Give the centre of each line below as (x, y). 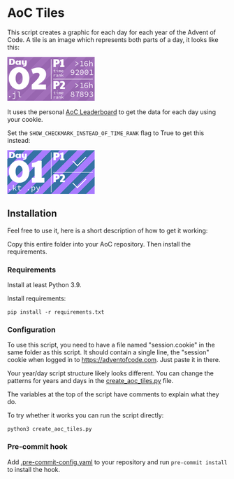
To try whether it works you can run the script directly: (86, 415)
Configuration (31, 329)
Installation (32, 214)
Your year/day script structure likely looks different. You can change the (111, 373)
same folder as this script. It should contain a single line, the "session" (108, 352)
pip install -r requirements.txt (56, 312)
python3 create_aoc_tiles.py (50, 429)
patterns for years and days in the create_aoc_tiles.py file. (90, 381)
